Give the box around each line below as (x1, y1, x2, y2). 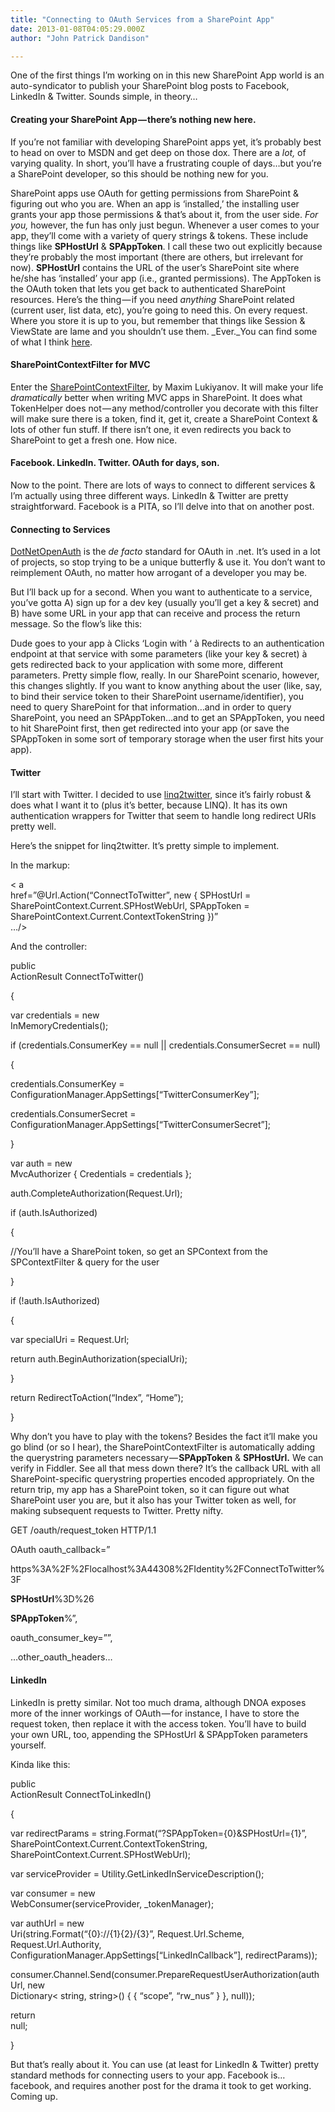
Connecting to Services (10, 523, 111, 535)
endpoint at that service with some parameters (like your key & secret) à (10, 648, 308, 660)
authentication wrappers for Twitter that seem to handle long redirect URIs (10, 810, 317, 822)
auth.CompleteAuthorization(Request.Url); (10, 1187, 183, 1200)
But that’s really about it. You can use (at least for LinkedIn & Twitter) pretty (10, 2058, 320, 2070)
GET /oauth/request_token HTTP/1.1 (10, 1524, 157, 1536)
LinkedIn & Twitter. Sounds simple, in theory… (10, 91, 198, 103)
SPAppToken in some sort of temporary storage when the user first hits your (10, 733, 324, 745)
